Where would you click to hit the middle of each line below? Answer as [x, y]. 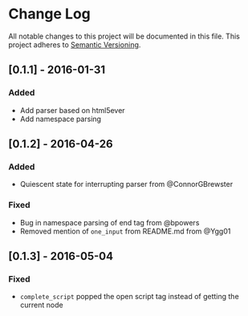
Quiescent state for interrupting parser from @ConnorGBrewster [126, 184]
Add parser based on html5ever [73, 110]
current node [41, 305]
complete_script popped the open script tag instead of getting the [129, 297]
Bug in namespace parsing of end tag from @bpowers [110, 222]
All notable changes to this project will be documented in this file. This [124, 36]
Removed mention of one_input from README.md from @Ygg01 [125, 231]
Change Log [49, 14]
